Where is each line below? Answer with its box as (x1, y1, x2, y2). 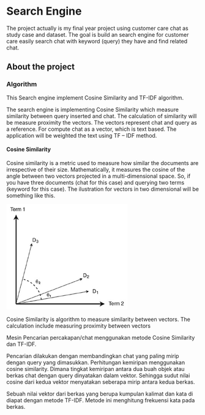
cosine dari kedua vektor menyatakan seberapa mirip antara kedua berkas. (6, 378, 195, 386)
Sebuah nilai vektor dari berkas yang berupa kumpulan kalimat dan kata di (6, 390, 193, 397)
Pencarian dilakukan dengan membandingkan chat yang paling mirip (6, 352, 179, 359)
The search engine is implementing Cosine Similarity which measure (6, 106, 179, 113)
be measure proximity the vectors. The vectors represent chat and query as (6, 119, 197, 126)
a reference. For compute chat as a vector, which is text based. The (6, 125, 177, 133)
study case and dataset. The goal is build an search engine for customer (6, 31, 189, 38)
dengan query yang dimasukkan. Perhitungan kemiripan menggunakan (6, 359, 185, 366)
